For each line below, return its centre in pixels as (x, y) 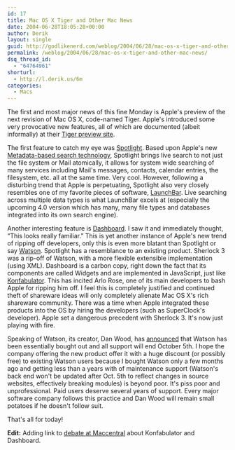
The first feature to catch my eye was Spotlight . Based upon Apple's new (113, 148)
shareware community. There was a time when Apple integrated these (108, 303)
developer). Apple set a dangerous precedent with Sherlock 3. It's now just (115, 318)
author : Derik (28, 33)
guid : (15, 46)
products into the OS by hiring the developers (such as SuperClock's (106, 311)
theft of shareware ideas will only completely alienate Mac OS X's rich (108, 296)
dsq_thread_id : (29, 60)
